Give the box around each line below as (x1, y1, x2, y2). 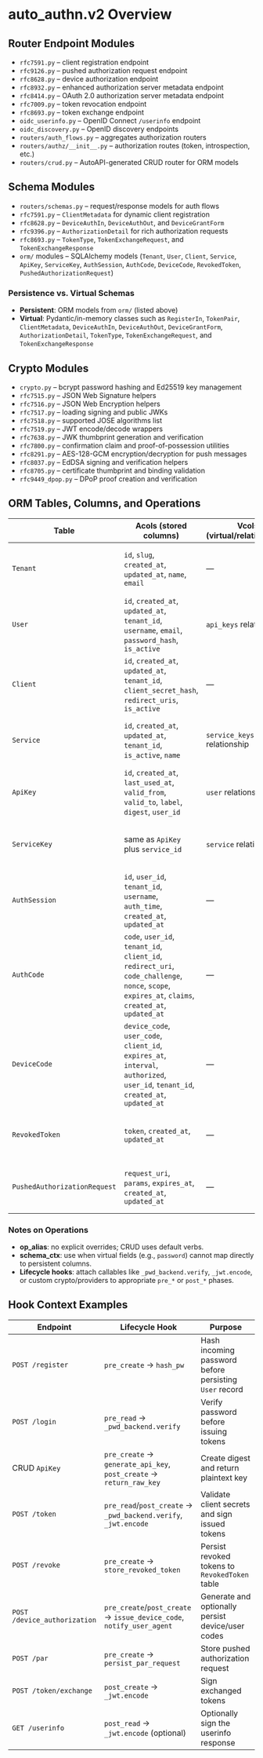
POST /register (12, 1360, 69, 1369)
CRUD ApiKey (12, 1462, 61, 1473)
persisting (200, 1374, 237, 1385)
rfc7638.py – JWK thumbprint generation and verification (19, 432, 204, 441)
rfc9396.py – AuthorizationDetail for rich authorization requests (19, 226, 229, 236)
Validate (200, 1489, 231, 1500)
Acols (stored (135, 520, 188, 531)
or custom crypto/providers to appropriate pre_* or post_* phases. (19, 1276, 235, 1285)
